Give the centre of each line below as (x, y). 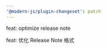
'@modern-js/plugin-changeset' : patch (53, 11)
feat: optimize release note (39, 28)
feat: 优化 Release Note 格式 (40, 40)
